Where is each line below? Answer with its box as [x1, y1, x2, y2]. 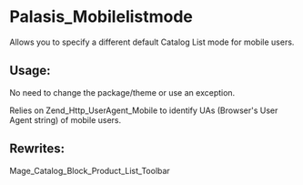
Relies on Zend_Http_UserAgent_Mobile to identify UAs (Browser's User [9, 105, 278, 116]
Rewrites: [9, 141, 66, 157]
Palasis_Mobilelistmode [9, 6, 194, 27]
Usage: [9, 63, 52, 78]
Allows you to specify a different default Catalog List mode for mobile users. [9, 36, 295, 47]
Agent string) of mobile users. [9, 114, 122, 125]
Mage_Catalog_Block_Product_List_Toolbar [9, 165, 170, 176]
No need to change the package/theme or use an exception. [9, 87, 236, 98]
